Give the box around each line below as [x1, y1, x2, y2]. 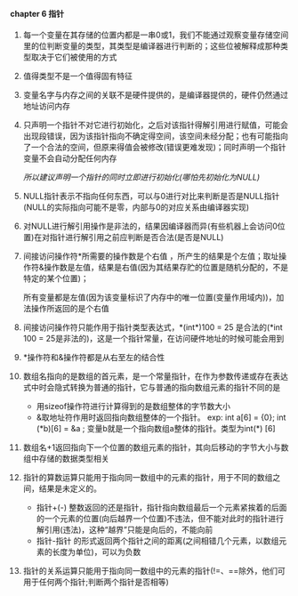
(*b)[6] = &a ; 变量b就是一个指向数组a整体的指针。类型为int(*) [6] [36, 423, 276, 434]
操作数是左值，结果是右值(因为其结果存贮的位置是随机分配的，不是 [44, 262, 288, 273]
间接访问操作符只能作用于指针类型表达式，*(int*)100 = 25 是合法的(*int [22, 322, 283, 333]
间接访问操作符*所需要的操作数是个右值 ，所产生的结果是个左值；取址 [22, 251, 279, 262]
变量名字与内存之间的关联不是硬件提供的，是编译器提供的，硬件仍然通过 [22, 90, 288, 101]
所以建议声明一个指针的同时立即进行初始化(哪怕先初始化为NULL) [22, 172, 261, 182]
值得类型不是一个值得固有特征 [22, 71, 133, 82]
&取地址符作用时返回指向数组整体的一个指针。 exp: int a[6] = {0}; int [36, 412, 286, 423]
